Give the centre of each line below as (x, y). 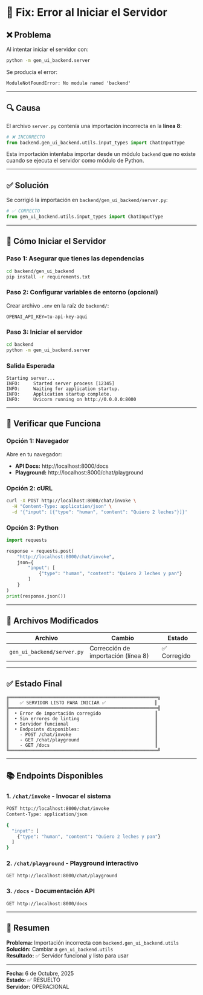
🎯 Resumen (28, 928)
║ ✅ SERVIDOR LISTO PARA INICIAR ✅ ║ (82, 703)
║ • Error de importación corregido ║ (82, 713)
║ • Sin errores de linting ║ (82, 719)
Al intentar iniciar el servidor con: (47, 49)
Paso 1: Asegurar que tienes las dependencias (75, 258)
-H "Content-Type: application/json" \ (62, 506)
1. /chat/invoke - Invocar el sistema (59, 796)
